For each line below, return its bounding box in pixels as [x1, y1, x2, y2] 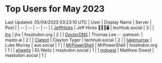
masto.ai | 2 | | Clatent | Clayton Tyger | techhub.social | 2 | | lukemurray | [5, 37, 152, 43]
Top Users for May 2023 [5, 3, 105, 14]
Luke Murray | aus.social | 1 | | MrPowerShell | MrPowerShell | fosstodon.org [5, 42, 158, 48]
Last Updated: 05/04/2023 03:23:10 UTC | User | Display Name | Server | [5, 19, 152, 25]
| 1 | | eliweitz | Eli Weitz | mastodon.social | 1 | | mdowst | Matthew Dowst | [5, 47, 154, 53]
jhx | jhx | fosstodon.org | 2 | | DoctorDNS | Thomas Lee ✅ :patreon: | [5, 31, 143, 37]
